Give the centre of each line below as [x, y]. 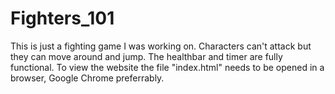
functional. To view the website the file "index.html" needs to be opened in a [167, 67]
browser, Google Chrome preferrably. [87, 78]
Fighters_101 [62, 18]
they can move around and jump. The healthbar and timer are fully [146, 56]
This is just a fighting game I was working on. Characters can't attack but [161, 46]
